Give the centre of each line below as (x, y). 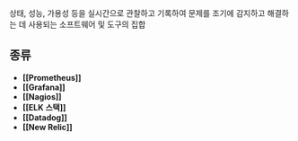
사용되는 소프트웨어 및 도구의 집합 (87, 24)
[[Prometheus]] (52, 77)
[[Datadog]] (44, 117)
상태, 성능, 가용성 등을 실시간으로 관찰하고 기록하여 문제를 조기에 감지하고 (137, 13)
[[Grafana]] (44, 87)
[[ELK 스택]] (44, 107)
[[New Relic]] (47, 127)
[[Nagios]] (42, 96)
